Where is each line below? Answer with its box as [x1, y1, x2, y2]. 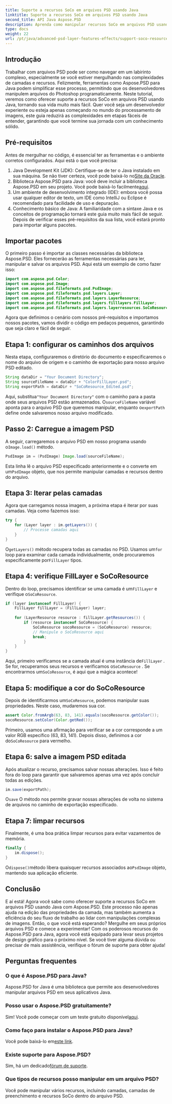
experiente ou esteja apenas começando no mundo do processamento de [5, 107, 161, 113]
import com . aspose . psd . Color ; [5, 277, 70, 282]
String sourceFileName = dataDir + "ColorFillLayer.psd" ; [5, 379, 132, 385]
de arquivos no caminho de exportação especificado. [5, 802, 118, 808]
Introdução [5, 55, 41, 64]
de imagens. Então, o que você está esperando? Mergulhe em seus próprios [5, 920, 166, 926]
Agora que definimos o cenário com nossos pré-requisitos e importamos [5, 314, 159, 321]
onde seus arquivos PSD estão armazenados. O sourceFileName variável [5, 399, 156, 405]
